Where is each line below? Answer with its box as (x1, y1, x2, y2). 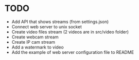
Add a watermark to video (11, 44, 64, 50)
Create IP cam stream (11, 39, 55, 45)
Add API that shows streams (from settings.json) (11, 19, 109, 24)
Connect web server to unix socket (11, 24, 82, 29)
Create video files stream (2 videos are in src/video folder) (11, 29, 129, 35)
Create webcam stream (11, 34, 59, 40)
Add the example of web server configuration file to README (11, 49, 134, 55)
